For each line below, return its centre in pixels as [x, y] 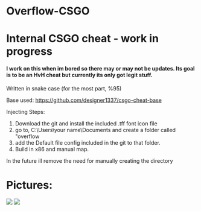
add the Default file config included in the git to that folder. [88, 142]
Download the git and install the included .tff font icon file [86, 123]
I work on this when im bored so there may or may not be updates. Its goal [101, 68]
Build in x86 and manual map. [52, 149]
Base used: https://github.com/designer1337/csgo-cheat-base [84, 100]
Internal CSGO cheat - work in [82, 39]
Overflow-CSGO [48, 11]
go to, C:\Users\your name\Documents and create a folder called [95, 130]
